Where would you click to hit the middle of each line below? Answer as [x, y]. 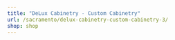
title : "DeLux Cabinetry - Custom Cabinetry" [74, 13]
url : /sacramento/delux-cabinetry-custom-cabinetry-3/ [88, 20]
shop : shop [23, 26]
